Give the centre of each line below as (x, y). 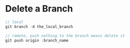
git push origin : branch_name (37, 40)
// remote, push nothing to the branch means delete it (65, 35)
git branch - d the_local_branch (39, 26)
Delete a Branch (39, 9)
